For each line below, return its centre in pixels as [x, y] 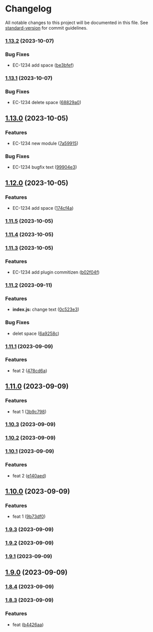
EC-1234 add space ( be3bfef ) [43, 65]
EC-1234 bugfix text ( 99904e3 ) [45, 167]
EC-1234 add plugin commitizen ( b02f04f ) [56, 272]
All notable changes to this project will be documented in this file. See [77, 23]
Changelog [28, 9]
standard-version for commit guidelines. [46, 28]
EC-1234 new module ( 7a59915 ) [45, 144]
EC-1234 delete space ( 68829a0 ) [47, 103]
